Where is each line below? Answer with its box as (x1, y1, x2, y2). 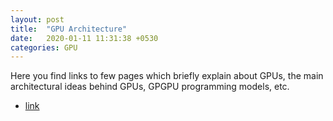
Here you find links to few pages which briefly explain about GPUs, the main (10, 70, 324, 82)
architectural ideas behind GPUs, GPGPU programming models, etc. (10, 81, 290, 93)
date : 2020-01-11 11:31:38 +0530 (10, 33, 159, 43)
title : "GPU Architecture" (10, 24, 128, 34)
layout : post (10, 14, 65, 25)
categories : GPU (10, 42, 78, 53)
